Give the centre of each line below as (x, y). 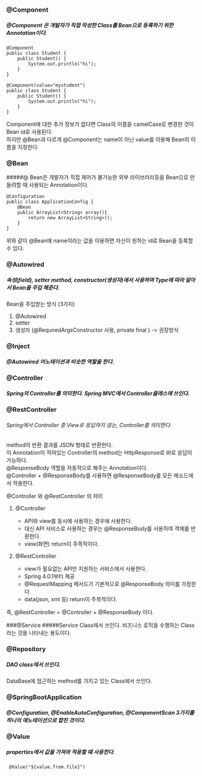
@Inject (18, 346)
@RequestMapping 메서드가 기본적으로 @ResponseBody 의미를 (102, 584)
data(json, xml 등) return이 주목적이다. (71, 599)
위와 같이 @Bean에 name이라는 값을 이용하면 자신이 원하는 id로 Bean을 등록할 (100, 241)
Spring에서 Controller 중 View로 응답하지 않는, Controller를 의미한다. (89, 425)
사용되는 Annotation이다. (59, 185)
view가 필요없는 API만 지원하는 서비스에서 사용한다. (85, 569)
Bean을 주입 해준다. (36, 287)
